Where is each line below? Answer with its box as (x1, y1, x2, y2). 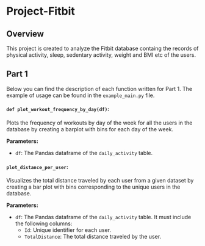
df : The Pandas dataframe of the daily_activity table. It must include (15, 214, 192, 221)
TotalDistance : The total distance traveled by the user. (24, 233, 162, 241)
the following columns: (15, 220, 73, 227)
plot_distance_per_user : (6, 163, 69, 170)
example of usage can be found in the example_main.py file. (6, 92, 155, 99)
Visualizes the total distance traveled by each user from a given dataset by (6, 177, 194, 184)
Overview (6, 29, 45, 39)
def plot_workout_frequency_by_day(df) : (6, 106, 110, 113)
